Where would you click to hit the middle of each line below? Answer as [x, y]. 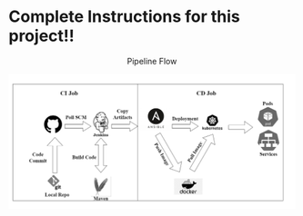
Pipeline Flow [152, 61]
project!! [41, 36]
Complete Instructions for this [124, 17]
